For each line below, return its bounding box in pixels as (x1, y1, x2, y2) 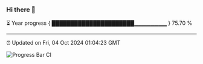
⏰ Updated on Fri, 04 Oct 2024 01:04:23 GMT (6, 39, 121, 46)
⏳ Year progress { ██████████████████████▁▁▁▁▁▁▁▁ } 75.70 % (6, 19, 193, 27)
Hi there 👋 (6, 5, 36, 14)
